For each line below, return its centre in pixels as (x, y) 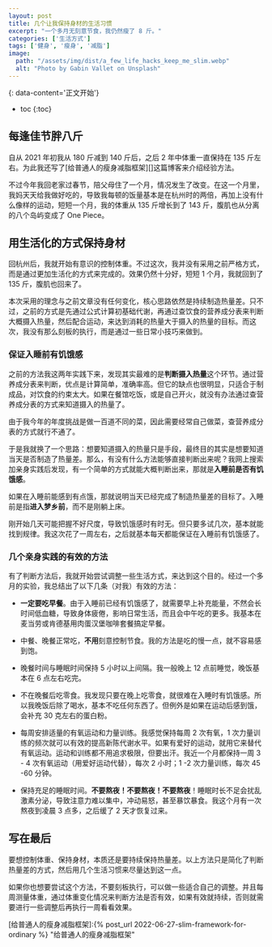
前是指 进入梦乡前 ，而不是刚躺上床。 (69, 506)
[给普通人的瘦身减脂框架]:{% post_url (70, 924)
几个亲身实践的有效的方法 (58, 557)
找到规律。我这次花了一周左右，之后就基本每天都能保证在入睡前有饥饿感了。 (136, 533)
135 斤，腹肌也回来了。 (47, 284)
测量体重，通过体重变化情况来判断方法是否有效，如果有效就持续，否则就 (136, 897)
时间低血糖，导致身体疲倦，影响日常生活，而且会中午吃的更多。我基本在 (140, 613)
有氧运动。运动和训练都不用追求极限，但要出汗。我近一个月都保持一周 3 (140, 753)
